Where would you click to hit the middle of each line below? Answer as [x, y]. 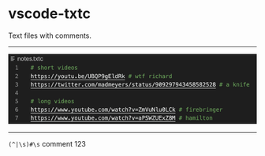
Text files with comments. [50, 35]
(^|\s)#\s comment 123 [47, 144]
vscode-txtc [49, 14]
